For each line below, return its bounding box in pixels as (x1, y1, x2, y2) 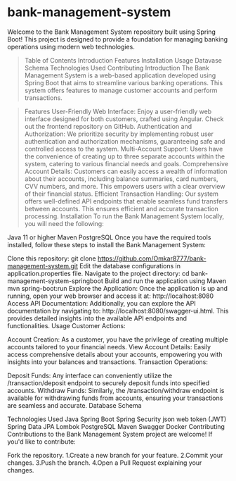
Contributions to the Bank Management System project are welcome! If (7, 430, 213, 438)
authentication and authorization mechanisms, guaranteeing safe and (24, 137, 225, 145)
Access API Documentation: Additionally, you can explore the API (7, 299, 196, 307)
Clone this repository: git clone (7, 254, 96, 263)
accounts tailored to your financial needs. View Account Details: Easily (7, 342, 211, 351)
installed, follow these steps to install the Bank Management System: (7, 240, 206, 249)
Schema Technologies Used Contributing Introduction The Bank (24, 63, 209, 72)
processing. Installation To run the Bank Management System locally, (24, 212, 225, 220)
